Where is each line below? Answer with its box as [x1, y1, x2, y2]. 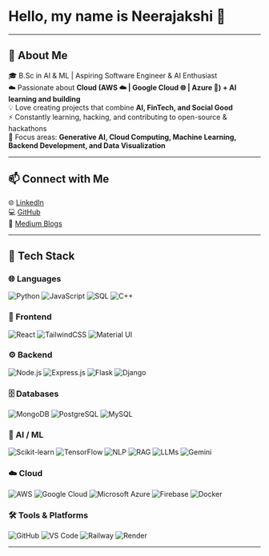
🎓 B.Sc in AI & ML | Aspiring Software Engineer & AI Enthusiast [8, 70, 218, 80]
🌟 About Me [8, 49, 68, 62]
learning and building [8, 94, 81, 103]
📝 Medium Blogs [8, 218, 62, 228]
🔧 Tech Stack [8, 249, 75, 262]
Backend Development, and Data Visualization [8, 140, 166, 150]
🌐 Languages [8, 273, 62, 284]
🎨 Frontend [8, 311, 52, 322]
